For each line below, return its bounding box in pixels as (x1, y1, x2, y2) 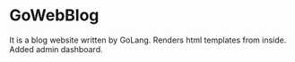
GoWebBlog (9, 5, 100, 26)
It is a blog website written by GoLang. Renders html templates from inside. (9, 35, 287, 45)
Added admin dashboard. (9, 43, 103, 54)
